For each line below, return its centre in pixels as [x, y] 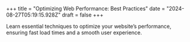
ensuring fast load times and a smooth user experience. [74, 33]
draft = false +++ [83, 15]
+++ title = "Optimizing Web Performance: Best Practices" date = [86, 9]
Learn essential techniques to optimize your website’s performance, [89, 26]
